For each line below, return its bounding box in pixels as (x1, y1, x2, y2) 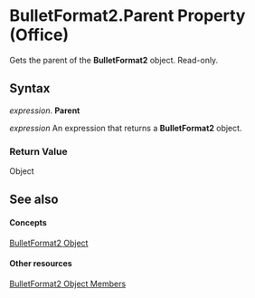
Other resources (9, 258, 72, 269)
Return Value (9, 145, 68, 158)
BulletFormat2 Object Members (9, 278, 127, 289)
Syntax (9, 81, 51, 96)
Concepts (9, 217, 47, 228)
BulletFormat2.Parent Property (9, 5, 246, 26)
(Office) (9, 24, 70, 45)
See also (9, 192, 59, 207)
